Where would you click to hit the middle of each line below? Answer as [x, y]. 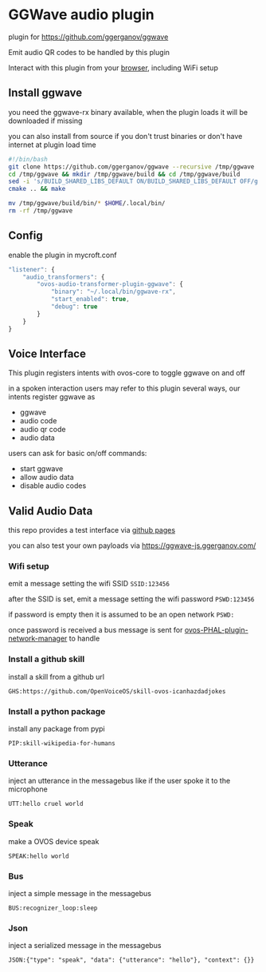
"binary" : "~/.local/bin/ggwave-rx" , [113, 292]
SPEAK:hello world [39, 856]
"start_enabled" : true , [90, 300]
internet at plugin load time [53, 145]
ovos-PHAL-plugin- [216, 630]
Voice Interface [47, 353]
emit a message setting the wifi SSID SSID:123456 [89, 584]
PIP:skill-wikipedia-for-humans [62, 744]
